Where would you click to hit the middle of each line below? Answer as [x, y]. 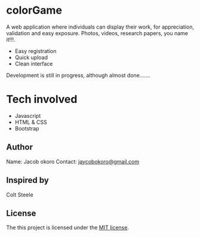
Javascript [28, 116]
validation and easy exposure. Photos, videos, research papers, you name [97, 33]
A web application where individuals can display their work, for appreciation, [100, 27]
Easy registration [36, 51]
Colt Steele [20, 195]
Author [19, 147]
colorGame [34, 10]
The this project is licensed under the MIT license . [68, 227]
